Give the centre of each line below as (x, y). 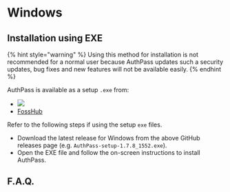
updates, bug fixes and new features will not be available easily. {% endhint (114, 69)
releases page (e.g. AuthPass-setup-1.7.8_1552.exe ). (92, 145)
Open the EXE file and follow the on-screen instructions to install (109, 152)
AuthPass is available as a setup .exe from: (68, 90)
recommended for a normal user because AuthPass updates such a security (115, 62)
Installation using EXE (55, 38)
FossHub (30, 111)
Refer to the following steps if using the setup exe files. (85, 125)
